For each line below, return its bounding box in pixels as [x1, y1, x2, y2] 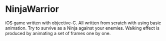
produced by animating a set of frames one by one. [5, 30, 111, 36]
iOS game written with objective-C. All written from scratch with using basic [5, 20, 161, 26]
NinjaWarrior [5, 3, 59, 15]
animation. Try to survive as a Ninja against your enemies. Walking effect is [5, 25, 160, 31]
